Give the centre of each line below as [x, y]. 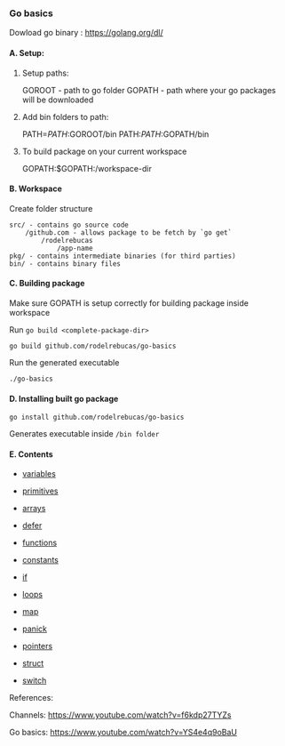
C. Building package [47, 284]
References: [31, 698]
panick [34, 629]
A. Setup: [27, 52]
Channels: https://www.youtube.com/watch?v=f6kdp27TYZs [120, 715]
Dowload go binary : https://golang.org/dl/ [86, 33]
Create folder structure [51, 208]
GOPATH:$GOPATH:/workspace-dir [87, 168]
